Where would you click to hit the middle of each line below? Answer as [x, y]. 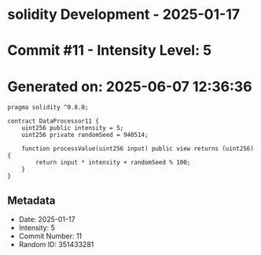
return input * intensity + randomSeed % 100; [113, 163]
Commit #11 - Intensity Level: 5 [110, 51]
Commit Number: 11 [50, 236]
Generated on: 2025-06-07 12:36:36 [130, 86]
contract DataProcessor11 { [53, 121]
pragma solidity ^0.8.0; [48, 108]
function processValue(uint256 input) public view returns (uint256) [138, 149]
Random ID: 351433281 [56, 245]
